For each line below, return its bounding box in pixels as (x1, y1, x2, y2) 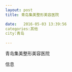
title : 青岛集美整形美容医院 (5, 12, 59, 17)
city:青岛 (5, 31, 24, 36)
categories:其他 (5, 26, 38, 31)
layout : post (5, 7, 33, 13)
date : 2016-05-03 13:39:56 (5, 21, 67, 27)
